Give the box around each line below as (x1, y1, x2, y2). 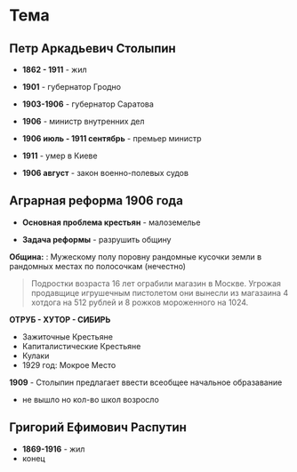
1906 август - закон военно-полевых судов (21, 168, 189, 178)
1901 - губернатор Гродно (21, 82, 122, 92)
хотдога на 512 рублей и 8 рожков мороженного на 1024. (30, 297, 249, 308)
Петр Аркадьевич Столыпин (9, 41, 176, 56)
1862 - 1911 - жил (21, 64, 87, 75)
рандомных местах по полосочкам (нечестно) (9, 260, 187, 271)
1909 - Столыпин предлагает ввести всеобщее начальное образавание (9, 377, 283, 388)
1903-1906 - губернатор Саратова (21, 99, 154, 109)
